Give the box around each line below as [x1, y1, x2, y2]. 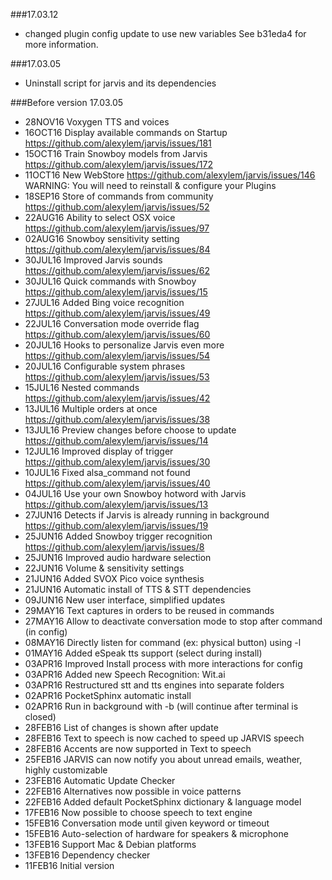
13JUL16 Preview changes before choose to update [24, 424, 237, 436]
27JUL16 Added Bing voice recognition [24, 297, 185, 308]
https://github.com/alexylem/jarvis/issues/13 [24, 499, 209, 510]
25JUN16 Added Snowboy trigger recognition [24, 530, 213, 542]
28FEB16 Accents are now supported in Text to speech [24, 743, 252, 754]
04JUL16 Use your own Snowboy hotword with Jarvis [24, 488, 247, 499]
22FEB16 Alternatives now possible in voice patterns [24, 785, 242, 797]
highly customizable [24, 764, 108, 776]
